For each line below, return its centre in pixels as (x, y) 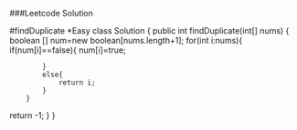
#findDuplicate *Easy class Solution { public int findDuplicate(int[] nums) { (149, 30)
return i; (77, 83)
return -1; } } (32, 115)
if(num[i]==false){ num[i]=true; (68, 50)
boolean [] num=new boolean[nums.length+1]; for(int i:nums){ (126, 40)
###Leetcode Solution (52, 13)
